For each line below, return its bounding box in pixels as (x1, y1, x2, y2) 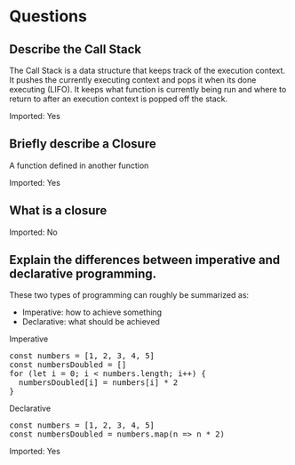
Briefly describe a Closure (9, 136, 157, 152)
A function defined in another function (9, 160, 149, 171)
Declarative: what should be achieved (21, 317, 160, 327)
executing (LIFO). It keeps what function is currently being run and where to (9, 84, 287, 94)
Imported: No (9, 227, 58, 237)
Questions (9, 6, 87, 27)
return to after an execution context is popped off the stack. (9, 93, 228, 104)
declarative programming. (9, 267, 157, 282)
